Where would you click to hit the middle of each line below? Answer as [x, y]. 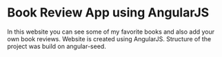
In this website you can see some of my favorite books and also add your [111, 32]
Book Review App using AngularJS [108, 13]
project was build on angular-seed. [57, 46]
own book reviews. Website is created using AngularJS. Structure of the [109, 38]
